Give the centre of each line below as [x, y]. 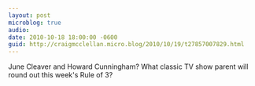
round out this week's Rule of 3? [61, 75]
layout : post [30, 15]
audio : [19, 30]
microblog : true [35, 23]
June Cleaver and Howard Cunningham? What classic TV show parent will [128, 66]
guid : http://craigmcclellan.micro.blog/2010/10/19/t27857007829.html [126, 45]
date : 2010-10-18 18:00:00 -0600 [63, 37]
